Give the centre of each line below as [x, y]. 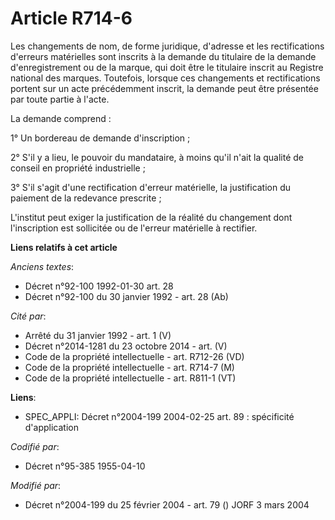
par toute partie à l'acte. [60, 99]
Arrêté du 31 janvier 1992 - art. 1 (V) [98, 335]
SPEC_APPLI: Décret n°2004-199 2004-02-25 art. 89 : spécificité [159, 416]
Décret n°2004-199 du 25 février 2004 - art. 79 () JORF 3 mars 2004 [167, 504]
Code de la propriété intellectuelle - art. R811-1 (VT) [130, 378]
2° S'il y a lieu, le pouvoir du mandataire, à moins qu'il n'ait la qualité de [157, 157]
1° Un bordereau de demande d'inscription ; [100, 138]
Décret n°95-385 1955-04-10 [85, 466]
